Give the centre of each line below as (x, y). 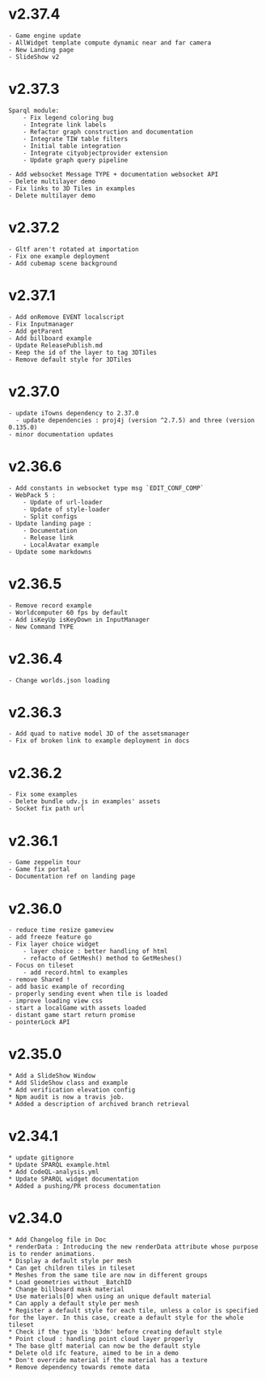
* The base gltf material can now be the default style (104, 1346)
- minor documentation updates (61, 434)
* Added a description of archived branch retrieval (99, 1104)
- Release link (49, 538)
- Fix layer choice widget (54, 944)
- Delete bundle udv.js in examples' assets (84, 802)
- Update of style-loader (67, 509)
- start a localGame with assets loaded (78, 1008)
